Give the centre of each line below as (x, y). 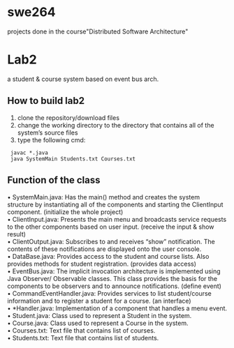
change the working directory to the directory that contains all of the (116, 125)
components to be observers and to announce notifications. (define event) (115, 286)
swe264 (31, 12)
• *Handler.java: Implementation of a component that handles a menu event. (117, 308)
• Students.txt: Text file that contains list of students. (83, 338)
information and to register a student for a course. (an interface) (99, 301)
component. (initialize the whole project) (65, 212)
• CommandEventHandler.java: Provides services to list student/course (109, 293)
